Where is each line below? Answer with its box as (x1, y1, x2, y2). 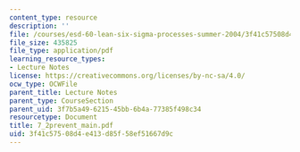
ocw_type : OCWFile (9, 80, 78, 89)
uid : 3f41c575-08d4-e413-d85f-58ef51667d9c (9, 130, 174, 139)
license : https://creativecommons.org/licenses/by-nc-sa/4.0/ (9, 72, 246, 80)
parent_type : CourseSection (9, 96, 114, 106)
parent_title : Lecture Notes (9, 88, 118, 97)
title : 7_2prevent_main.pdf (9, 122, 114, 131)
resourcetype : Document (9, 113, 98, 122)
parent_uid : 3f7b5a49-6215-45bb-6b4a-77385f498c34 (9, 105, 202, 114)
